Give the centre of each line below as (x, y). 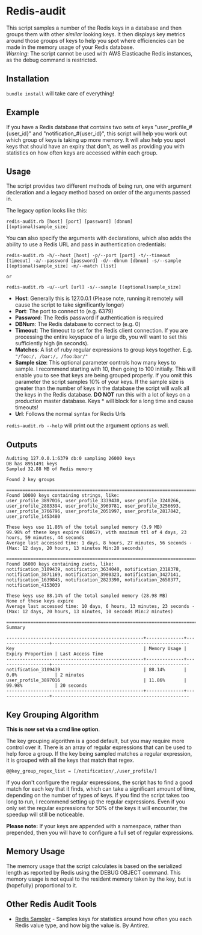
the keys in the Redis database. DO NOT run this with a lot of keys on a (103, 395)
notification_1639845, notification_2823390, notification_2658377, (94, 580)
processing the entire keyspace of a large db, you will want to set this (101, 337)
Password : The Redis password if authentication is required (89, 318)
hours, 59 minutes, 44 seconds (45, 538)
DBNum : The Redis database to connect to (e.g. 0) (78, 324)
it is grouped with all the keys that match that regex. (70, 760)
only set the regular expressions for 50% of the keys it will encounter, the (97, 808)
